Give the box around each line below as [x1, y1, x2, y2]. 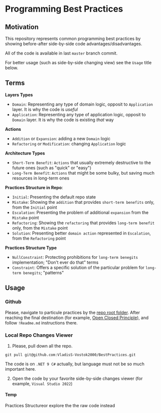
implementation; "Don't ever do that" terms [12, 259, 99, 265]
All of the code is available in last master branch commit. [5, 50, 118, 56]
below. [5, 65, 18, 71]
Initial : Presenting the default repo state [12, 194, 96, 200]
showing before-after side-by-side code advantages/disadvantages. [5, 41, 143, 47]
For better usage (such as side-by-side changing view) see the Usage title [5, 60, 152, 65]
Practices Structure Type [5, 245, 57, 251]
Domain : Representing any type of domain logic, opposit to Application [12, 101, 153, 107]
